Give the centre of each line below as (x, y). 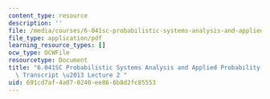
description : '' (35, 23)
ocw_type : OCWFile (39, 53)
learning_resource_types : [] (57, 46)
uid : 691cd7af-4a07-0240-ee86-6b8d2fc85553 (82, 82)
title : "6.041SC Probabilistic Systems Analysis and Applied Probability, (136, 68)
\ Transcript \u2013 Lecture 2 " (72, 75)
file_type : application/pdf (55, 38)
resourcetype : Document (48, 61)
